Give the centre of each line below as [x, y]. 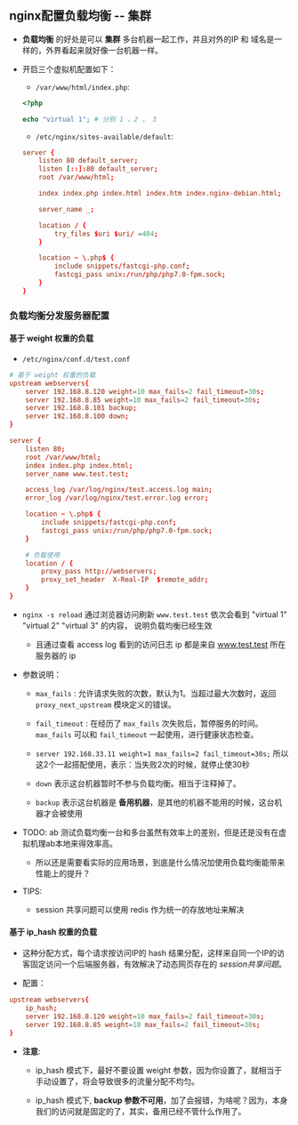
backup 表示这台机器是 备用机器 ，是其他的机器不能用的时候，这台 [155, 802]
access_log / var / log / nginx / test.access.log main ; [119, 490]
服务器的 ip [56, 655]
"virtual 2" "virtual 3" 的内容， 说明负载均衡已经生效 [117, 625]
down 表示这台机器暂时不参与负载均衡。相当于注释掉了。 [138, 783]
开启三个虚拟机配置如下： [69, 68]
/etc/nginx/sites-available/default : [105, 136]
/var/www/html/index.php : [83, 86]
